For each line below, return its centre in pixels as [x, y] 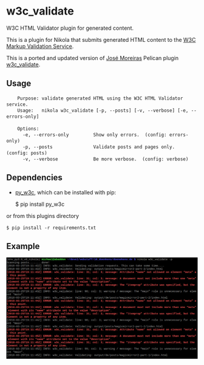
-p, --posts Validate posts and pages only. [98, 147]
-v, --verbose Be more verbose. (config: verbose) [105, 159]
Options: [28, 129]
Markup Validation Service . [40, 46]
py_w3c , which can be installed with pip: [66, 192]
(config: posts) [27, 153]
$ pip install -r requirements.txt [51, 228]
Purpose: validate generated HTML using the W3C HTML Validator [100, 98]
